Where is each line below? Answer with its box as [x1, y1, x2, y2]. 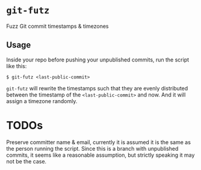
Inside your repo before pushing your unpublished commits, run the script [6, 56, 190, 63]
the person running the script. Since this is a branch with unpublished [6, 145, 179, 152]
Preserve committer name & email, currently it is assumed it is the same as [6, 138, 191, 146]
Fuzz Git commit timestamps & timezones [6, 22, 110, 30]
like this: [6, 62, 27, 69]
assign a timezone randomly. [6, 97, 78, 104]
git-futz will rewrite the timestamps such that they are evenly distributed [6, 84, 188, 92]
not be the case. [6, 157, 47, 165]
